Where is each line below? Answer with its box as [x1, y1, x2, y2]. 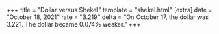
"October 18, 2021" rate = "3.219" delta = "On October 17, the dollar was [6, 13, 209, 21]
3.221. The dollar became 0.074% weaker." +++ [6, 20, 141, 28]
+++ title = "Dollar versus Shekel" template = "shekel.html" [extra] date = [6, 6, 213, 14]
